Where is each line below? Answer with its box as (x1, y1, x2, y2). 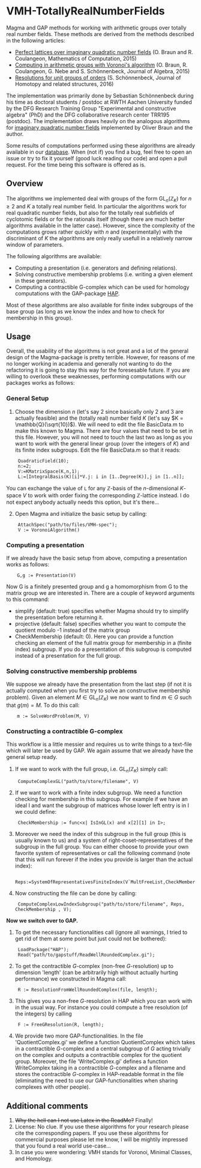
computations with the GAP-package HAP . (14, 289, 120, 297)
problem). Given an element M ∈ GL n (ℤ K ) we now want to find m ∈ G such (6, 694, 192, 703)
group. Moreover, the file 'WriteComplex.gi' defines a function (14, 1058, 168, 1065)
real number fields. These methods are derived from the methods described (6, 30, 194, 37)
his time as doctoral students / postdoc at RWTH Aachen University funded (6, 98, 192, 106)
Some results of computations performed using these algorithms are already (6, 142, 196, 149)
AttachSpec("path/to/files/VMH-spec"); (17, 521, 118, 528)
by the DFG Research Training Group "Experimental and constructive (6, 104, 176, 112)
